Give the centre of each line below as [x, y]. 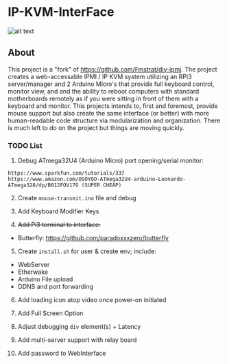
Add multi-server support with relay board [77, 340]
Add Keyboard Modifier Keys [58, 211]
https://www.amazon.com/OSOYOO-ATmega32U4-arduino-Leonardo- [97, 180]
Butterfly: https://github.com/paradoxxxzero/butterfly [93, 238]
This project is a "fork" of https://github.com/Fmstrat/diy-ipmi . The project [113, 69]
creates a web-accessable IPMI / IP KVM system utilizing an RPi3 [100, 76]
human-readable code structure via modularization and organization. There [114, 120]
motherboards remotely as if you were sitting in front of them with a [103, 98]
